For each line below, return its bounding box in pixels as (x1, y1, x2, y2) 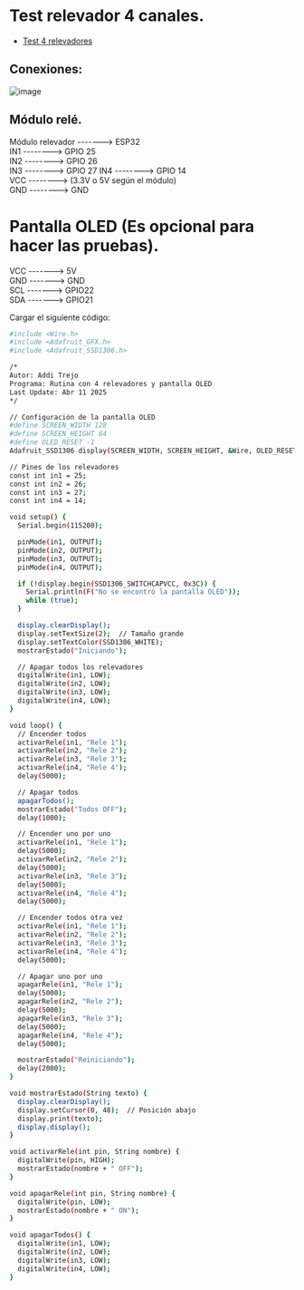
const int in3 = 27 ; (9, 488, 88, 497)
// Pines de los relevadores (9, 462, 119, 471)
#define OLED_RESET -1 (9, 438, 95, 447)
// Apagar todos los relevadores (17, 663, 144, 672)
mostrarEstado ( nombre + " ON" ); (17, 1206, 140, 1215)
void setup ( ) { (9, 513, 67, 522)
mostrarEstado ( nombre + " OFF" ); (17, 1164, 144, 1173)
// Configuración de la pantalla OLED (9, 412, 156, 422)
